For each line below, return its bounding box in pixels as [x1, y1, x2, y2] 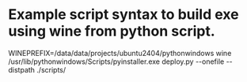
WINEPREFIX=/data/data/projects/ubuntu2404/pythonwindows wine [8, 48, 232, 58]
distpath [8, 65, 36, 74]
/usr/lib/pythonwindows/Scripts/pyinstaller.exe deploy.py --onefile [8, 57, 225, 66]
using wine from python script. [8, 22, 215, 40]
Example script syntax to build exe [8, 6, 239, 24]
